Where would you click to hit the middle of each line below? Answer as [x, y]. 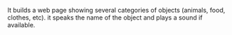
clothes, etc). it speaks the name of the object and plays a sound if [105, 17]
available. [21, 25]
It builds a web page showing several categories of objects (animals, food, [116, 10]
